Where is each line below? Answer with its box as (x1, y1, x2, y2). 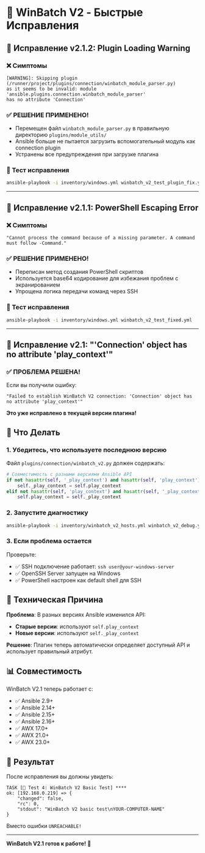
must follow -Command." (6, 240, 67, 247)
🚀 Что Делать (6, 427, 60, 437)
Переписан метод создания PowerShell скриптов (15, 268, 143, 276)
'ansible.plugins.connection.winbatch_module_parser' (6, 91, 146, 97)
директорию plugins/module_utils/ (15, 131, 107, 138)
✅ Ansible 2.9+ (15, 697, 54, 705)
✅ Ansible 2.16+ (15, 718, 56, 725)
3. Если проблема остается (6, 537, 92, 546)
